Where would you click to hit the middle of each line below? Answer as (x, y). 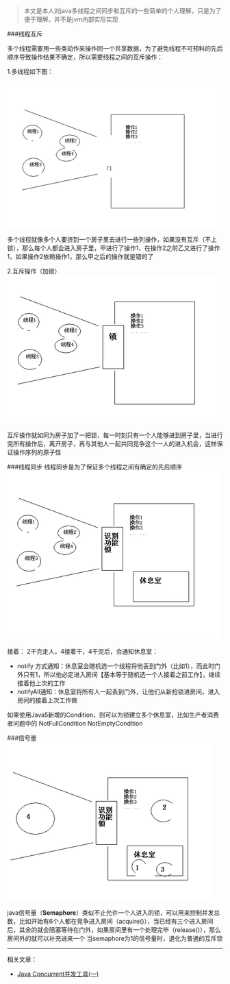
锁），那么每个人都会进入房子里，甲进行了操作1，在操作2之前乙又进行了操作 (114, 248)
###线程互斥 (25, 34)
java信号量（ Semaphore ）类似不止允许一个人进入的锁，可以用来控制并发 (111, 913)
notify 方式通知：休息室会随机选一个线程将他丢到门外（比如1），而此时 (116, 666)
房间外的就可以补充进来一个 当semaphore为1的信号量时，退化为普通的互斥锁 (115, 939)
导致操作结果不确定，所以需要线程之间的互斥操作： (91, 57)
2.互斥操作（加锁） (34, 271)
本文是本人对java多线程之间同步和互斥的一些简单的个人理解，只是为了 (123, 11)
